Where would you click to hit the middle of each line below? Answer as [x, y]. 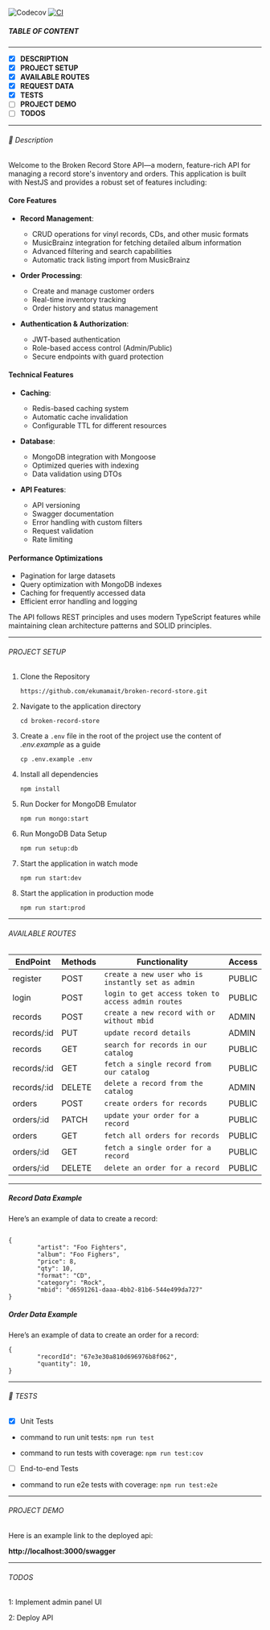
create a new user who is [153, 974]
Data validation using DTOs [77, 474]
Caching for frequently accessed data [83, 593]
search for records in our [155, 1045]
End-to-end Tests [49, 1468]
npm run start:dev [51, 879]
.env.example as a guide [60, 745]
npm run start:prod [53, 908]
